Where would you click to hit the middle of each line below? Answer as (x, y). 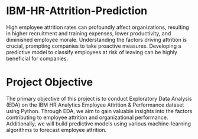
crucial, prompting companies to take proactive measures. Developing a (94, 46)
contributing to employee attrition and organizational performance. (87, 117)
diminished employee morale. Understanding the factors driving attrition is (97, 39)
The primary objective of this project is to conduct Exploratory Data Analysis (99, 98)
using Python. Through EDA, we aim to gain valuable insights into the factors (99, 111)
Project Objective (50, 82)
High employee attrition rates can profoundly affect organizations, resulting (98, 27)
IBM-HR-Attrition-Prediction (77, 11)
